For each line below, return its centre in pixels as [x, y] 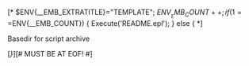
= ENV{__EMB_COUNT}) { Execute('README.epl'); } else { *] [105, 24]
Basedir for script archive [49, 38]
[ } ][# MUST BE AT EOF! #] [50, 54]
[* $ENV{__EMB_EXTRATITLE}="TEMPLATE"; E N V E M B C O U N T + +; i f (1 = [125, 14]
